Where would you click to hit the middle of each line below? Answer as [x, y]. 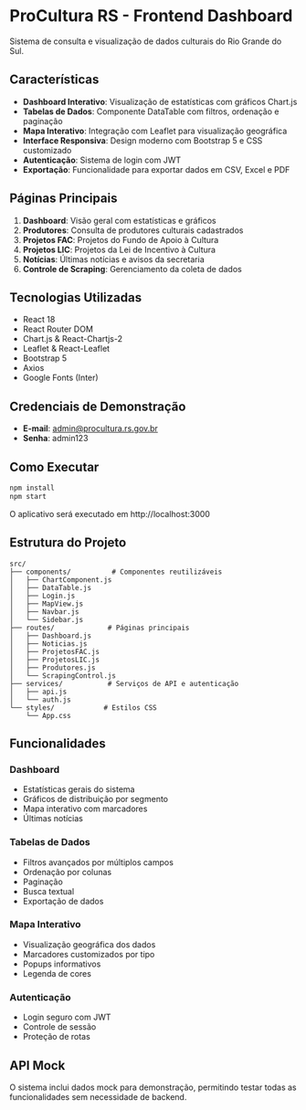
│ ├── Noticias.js [49, 644]
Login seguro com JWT [67, 1017]
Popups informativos [62, 964]
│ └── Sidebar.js [47, 619]
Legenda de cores [57, 973]
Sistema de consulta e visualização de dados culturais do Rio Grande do [146, 41]
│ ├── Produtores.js [53, 668]
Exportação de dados [63, 901]
